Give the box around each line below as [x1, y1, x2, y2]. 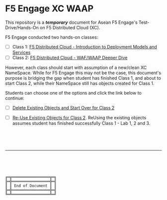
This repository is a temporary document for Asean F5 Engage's [5, 19, 138, 25]
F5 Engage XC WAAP [5, 3, 93, 14]
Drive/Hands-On [5, 24, 39, 30]
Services [12, 50, 31, 55]
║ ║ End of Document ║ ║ [5, 184, 57, 189]
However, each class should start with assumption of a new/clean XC [5, 65, 147, 71]
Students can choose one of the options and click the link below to [5, 90, 142, 96]
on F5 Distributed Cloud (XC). [39, 24, 100, 30]
